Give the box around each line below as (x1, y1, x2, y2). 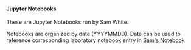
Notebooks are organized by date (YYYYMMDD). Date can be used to (6, 30, 181, 38)
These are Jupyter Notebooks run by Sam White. (6, 18, 129, 26)
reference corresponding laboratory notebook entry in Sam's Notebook (6, 37, 186, 44)
